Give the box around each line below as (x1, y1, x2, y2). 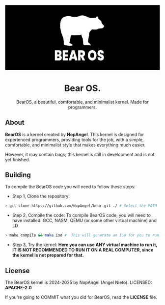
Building (5, 171, 31, 179)
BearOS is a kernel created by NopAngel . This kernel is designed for (5, 131, 144, 137)
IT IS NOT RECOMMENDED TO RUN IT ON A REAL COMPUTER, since (12, 247, 154, 253)
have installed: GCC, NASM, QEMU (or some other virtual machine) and (12, 218, 157, 223)
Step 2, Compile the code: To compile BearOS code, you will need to (12, 212, 151, 218)
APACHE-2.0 (5, 284, 32, 290)
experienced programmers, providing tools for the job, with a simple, (5, 137, 144, 142)
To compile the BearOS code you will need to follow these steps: (5, 184, 136, 190)
